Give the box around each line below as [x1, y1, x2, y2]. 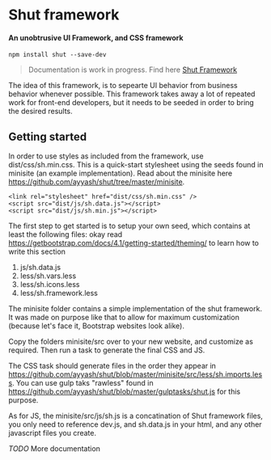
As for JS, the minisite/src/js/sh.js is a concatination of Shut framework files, [8, 411, 263, 421]
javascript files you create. [8, 428, 97, 438]
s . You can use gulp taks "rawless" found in [8, 378, 154, 388]
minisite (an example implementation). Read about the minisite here [8, 168, 233, 179]
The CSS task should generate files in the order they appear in [8, 361, 217, 371]
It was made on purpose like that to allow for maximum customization [8, 313, 240, 323]
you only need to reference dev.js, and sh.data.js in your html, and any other [8, 420, 262, 429]
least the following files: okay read [8, 230, 123, 239]
